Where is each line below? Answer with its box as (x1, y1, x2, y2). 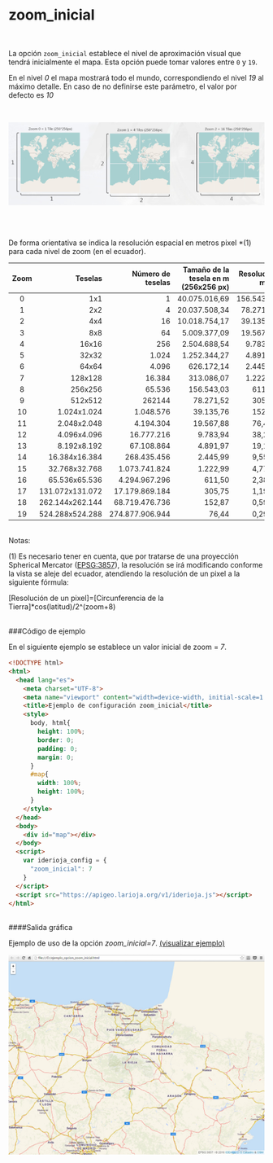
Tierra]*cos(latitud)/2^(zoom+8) (8, 602, 116, 612)
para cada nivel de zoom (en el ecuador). (8, 247, 146, 256)
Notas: (8, 536, 31, 545)
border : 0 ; (37, 735, 75, 744)
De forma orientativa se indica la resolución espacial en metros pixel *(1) (8, 238, 252, 248)
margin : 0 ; (37, 753, 75, 761)
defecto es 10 (8, 90, 54, 99)
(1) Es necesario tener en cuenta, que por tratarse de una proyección (8, 551, 240, 561)
